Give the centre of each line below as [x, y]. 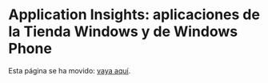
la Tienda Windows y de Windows [123, 32]
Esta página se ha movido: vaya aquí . [70, 70]
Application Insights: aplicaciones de [134, 15]
